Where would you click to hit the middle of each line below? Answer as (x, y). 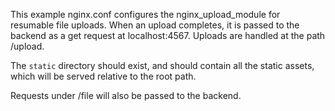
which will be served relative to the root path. (103, 76)
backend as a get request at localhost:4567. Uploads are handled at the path (168, 35)
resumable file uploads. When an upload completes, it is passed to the (155, 25)
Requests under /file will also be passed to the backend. (126, 95)
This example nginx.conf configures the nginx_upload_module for (145, 14)
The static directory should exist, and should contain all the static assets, (162, 65)
